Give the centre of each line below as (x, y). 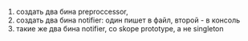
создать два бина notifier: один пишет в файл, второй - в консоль (128, 20)
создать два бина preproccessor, (72, 12)
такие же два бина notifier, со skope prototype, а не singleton (120, 29)
